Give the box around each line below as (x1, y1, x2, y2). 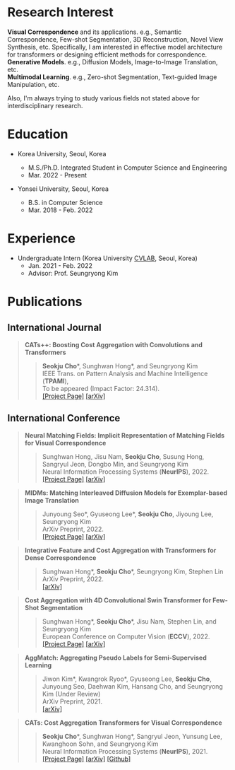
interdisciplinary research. (7, 101, 83, 110)
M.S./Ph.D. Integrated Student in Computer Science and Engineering (28, 163, 227, 172)
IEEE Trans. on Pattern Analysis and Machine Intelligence (42, 369, 208, 378)
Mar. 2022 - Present (28, 170, 87, 179)
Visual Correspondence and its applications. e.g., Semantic (7, 28, 182, 36)
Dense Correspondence (24, 553, 97, 562)
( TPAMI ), (42, 376, 69, 385)
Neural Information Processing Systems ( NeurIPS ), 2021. (42, 747, 208, 755)
